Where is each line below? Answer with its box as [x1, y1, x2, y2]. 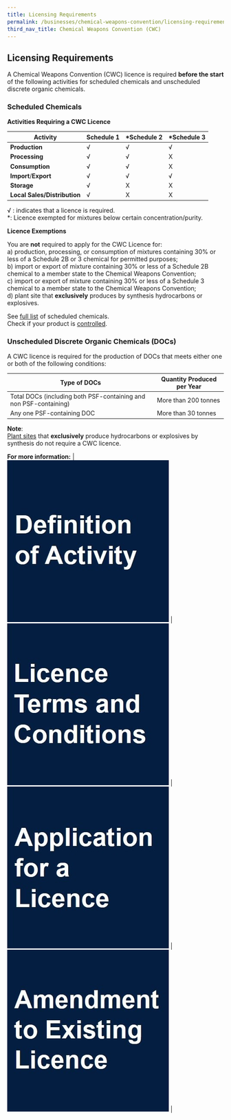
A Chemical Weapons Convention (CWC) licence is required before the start [7, 70, 224, 79]
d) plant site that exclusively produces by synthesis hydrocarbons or [7, 291, 203, 300]
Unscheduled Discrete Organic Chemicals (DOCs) [7, 336, 177, 346]
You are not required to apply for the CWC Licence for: [7, 240, 163, 248]
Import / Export [10, 172, 52, 180]
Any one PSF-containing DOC [10, 409, 96, 417]
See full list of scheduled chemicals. [7, 312, 110, 320]
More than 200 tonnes [157, 396, 221, 404]
